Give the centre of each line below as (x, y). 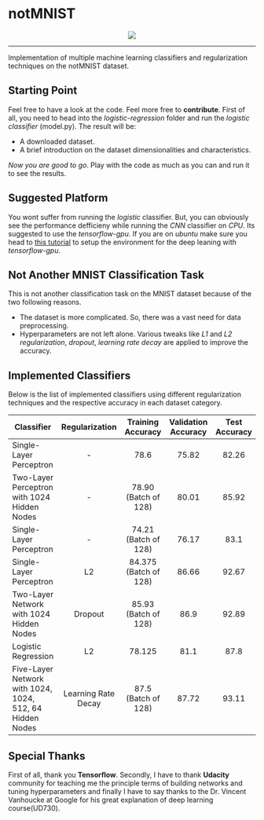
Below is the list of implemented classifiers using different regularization (125, 394)
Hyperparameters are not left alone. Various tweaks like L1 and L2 (126, 334)
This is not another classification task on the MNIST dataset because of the (130, 294)
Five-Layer (33, 669)
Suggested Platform (58, 198)
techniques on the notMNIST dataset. (69, 66)
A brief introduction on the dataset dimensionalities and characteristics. (135, 149)
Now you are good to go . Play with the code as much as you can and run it (129, 165)
